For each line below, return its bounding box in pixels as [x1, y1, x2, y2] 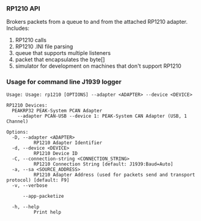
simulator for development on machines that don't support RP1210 [15, 62, 181, 70]
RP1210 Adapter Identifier [33, 139, 103, 146]
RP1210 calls [15, 37, 47, 44]
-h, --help [12, 203, 40, 210]
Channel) [6, 118, 29, 125]
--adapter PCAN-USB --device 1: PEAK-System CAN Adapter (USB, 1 [17, 113, 188, 119]
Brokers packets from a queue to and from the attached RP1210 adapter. [6, 18, 188, 26]
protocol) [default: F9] [6, 177, 70, 183]
